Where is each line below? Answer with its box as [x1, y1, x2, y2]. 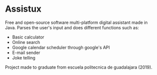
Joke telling [12, 55, 35, 60]
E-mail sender [12, 50, 40, 56]
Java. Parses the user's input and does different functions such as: [5, 24, 140, 30]
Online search [12, 39, 40, 45]
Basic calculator [12, 34, 45, 40]
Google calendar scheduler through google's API [12, 44, 110, 50]
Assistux [5, 3, 42, 15]
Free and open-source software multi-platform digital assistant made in [5, 19, 148, 25]
